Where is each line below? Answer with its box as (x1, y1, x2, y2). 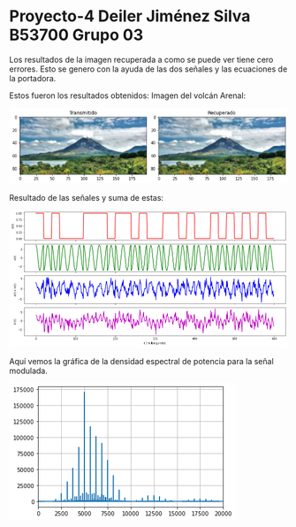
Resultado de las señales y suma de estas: (9, 192, 164, 202)
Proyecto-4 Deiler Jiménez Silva (9, 6, 251, 27)
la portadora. (9, 73, 57, 83)
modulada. (9, 365, 49, 376)
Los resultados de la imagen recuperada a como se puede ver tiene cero (9, 54, 274, 65)
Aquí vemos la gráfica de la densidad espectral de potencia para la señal (9, 355, 274, 366)
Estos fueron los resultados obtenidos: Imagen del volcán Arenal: (9, 90, 247, 101)
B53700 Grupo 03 (9, 25, 144, 45)
